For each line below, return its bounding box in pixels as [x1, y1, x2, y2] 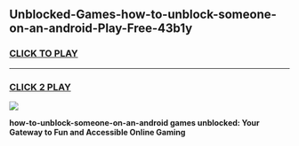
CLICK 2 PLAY [9, 81, 71, 93]
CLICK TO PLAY [9, 48, 78, 60]
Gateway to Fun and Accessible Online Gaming [9, 127, 186, 137]
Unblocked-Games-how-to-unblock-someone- [9, 7, 278, 22]
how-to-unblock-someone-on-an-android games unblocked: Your [9, 117, 260, 127]
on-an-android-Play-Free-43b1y [9, 21, 193, 36]
